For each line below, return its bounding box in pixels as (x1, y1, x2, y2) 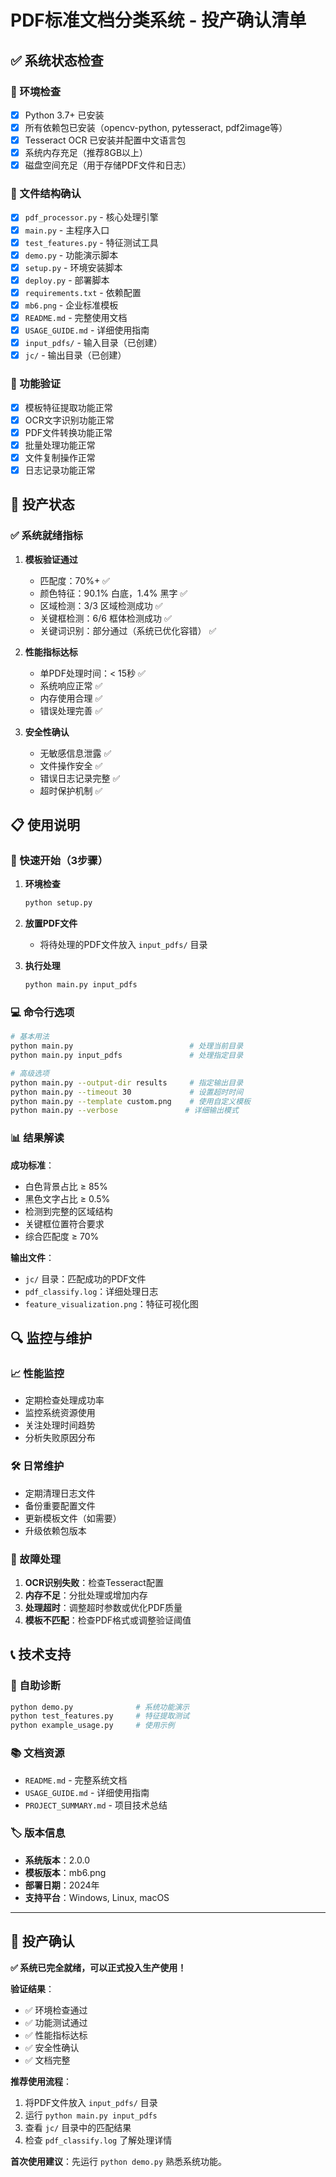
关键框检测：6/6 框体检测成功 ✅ (39, 612, 172, 624)
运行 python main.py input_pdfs (24, 2109, 158, 2121)
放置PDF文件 (24, 917, 78, 930)
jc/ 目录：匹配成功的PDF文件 (24, 1272, 147, 1285)
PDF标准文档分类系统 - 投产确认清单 (10, 9, 307, 32)
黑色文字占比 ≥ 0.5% (24, 1192, 111, 1205)
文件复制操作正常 (24, 451, 96, 463)
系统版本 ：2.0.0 (24, 1854, 90, 1866)
